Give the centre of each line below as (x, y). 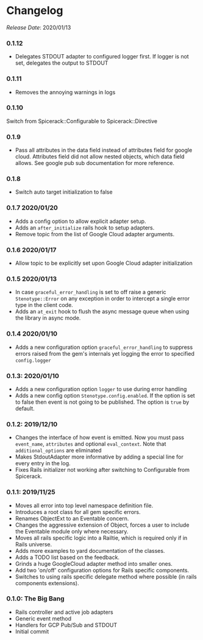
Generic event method (43, 618)
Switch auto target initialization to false (64, 192)
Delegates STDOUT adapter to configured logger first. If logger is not (102, 57)
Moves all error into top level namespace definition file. (84, 505)
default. (25, 408)
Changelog (35, 11)
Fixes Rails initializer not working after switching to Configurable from (102, 470)
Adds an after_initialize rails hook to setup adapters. (85, 227)
